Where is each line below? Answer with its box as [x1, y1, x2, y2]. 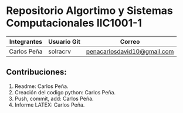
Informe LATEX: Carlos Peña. [14, 101, 85, 108]
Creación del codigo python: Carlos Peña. [14, 89, 116, 96]
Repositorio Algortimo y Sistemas [6, 4, 173, 17]
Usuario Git [48, 37, 81, 45]
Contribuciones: [6, 67, 67, 77]
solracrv [48, 47, 72, 55]
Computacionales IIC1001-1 [6, 16, 143, 30]
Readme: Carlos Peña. [14, 83, 69, 90]
